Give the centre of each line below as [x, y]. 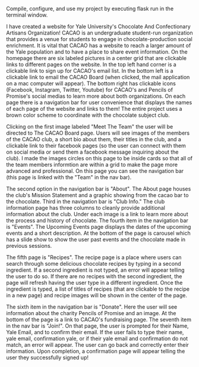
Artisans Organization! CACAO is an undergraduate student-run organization [99, 33]
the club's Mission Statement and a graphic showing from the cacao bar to [97, 195]
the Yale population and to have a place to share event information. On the [97, 52]
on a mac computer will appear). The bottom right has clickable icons [91, 83]
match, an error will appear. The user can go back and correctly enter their [97, 345]
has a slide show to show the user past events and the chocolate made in [96, 240]
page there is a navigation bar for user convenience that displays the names [99, 102]
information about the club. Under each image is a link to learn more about [97, 214]
